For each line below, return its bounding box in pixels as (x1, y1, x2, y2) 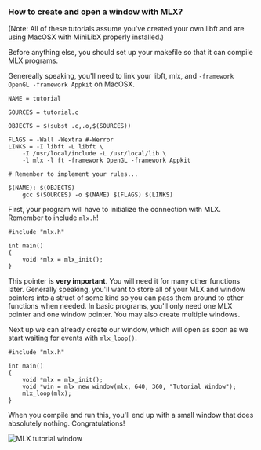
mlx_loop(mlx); (22, 390, 72, 398)
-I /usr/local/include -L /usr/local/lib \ (22, 150, 167, 158)
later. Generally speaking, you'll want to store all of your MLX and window (8, 285, 246, 295)
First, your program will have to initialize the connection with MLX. (8, 205, 221, 214)
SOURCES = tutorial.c (8, 108, 79, 116)
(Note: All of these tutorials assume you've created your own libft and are (8, 24, 245, 34)
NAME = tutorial (8, 95, 61, 103)
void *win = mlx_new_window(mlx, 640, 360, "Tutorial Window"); (22, 383, 237, 391)
